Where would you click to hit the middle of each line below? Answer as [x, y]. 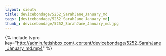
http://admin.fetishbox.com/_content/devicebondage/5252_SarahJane [89, 43]
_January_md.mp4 [24, 48]
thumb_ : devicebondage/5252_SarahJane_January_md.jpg [62, 24]
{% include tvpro [22, 38]
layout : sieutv [21, 10]
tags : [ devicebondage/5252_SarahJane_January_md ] [58, 19]
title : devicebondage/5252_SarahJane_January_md [56, 14]
